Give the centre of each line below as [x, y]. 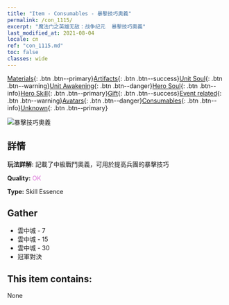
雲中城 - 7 [32, 231]
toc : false [23, 53]
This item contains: [50, 279]
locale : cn [23, 40]
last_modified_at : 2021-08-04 [51, 33]
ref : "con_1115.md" [35, 46]
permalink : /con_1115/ [40, 20]
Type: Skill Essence [35, 191]
